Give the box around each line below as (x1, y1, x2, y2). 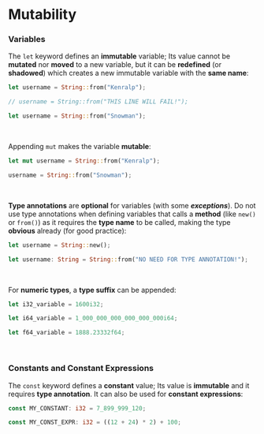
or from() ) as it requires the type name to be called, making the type (8, 217, 231, 226)
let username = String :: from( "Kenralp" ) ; (8, 84, 147, 92)
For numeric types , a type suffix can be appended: (8, 285, 177, 294)
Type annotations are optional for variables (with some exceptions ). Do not (8, 200, 256, 210)
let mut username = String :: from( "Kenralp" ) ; (8, 157, 160, 165)
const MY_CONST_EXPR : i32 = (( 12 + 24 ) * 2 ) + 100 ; (8, 418, 182, 427)
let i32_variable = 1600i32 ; (8, 300, 104, 309)
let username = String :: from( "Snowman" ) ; (8, 112, 147, 120)
